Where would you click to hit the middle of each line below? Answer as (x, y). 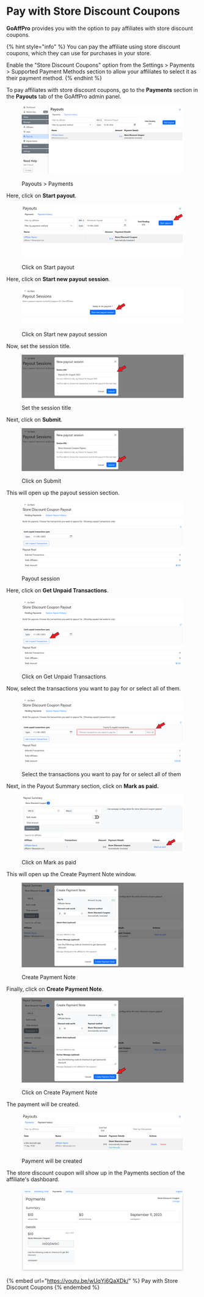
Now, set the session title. (39, 346)
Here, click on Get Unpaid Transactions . (57, 591)
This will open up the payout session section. (63, 493)
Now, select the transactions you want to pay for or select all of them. (94, 688)
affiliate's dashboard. (33, 1179)
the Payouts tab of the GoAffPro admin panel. (64, 96)
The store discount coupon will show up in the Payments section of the (96, 1173)
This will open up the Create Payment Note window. (71, 874)
